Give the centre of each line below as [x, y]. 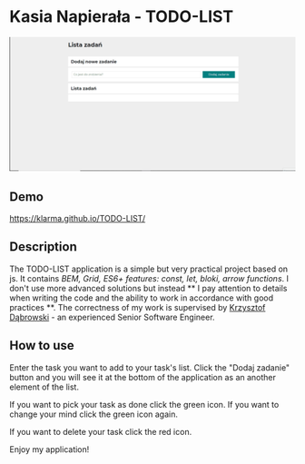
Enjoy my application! [49, 449]
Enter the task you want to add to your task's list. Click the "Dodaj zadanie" [150, 367]
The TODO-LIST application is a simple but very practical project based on [149, 269]
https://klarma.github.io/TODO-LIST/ [78, 218]
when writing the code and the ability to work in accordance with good [142, 298]
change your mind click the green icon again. [94, 414]
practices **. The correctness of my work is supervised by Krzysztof [138, 307]
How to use [42, 346]
